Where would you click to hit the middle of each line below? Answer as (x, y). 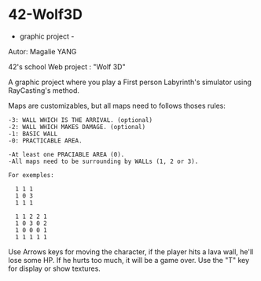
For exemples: (31, 175)
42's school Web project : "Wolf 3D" (67, 67)
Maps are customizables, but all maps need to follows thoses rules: (117, 105)
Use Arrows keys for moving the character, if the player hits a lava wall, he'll (131, 251)
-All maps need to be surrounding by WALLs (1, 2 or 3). (103, 161)
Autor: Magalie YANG (42, 51)
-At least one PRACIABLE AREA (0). (66, 154)
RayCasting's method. (44, 90)
